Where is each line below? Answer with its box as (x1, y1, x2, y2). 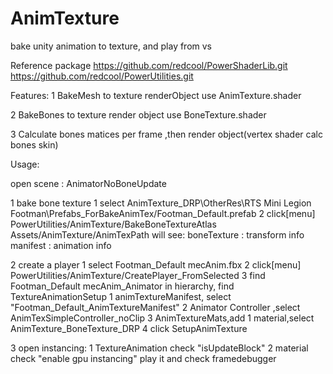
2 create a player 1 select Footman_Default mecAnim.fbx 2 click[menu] (10, 258, 302, 271)
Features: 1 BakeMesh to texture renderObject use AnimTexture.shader (10, 89, 302, 101)
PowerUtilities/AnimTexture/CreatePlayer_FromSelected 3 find (10, 269, 266, 281)
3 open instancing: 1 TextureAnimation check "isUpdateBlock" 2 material (10, 342, 309, 354)
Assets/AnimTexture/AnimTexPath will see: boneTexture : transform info (10, 228, 305, 241)
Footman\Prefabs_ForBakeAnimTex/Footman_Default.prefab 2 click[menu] (10, 207, 316, 219)
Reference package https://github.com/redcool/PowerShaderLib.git (10, 59, 288, 71)
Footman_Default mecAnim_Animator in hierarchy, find (10, 280, 235, 292)
